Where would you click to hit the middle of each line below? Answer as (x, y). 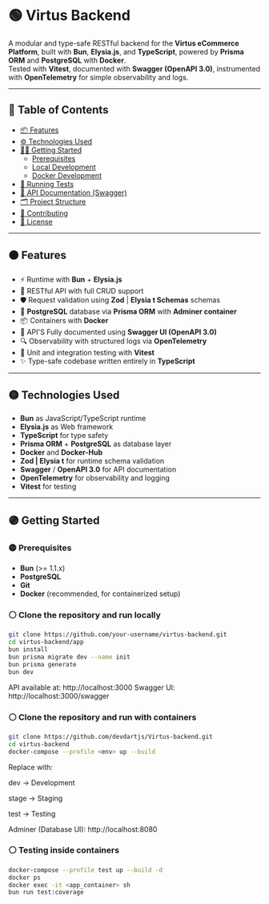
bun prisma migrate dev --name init (69, 657)
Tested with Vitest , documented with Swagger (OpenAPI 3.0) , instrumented (134, 68)
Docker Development (67, 175)
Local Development (64, 167)
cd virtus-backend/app (46, 643)
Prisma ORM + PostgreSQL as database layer (96, 444)
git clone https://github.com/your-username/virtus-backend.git (118, 634)
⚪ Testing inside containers (64, 850)
